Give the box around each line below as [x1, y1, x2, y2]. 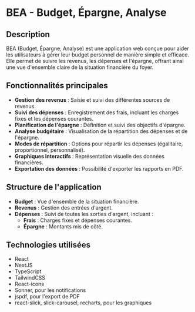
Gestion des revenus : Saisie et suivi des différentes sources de [14, 96, 170, 103]
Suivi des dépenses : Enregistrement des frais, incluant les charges [14, 109, 179, 116]
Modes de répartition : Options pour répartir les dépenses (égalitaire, [14, 140, 183, 147]
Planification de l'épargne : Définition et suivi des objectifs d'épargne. [14, 121, 186, 128]
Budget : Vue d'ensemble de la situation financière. [14, 198, 139, 205]
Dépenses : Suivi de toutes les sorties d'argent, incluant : [14, 210, 154, 217]
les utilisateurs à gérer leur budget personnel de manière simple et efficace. [6, 51, 190, 58]
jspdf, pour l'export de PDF [14, 293, 80, 300]
